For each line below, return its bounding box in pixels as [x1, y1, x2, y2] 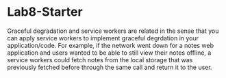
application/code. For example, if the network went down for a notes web [7, 41, 214, 49]
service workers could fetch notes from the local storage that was [7, 55, 193, 64]
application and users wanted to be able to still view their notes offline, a [7, 49, 212, 57]
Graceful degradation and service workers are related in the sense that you [7, 27, 219, 35]
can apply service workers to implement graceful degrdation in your [7, 34, 199, 42]
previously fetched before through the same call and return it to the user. [7, 63, 212, 71]
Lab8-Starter [7, 4, 84, 20]
